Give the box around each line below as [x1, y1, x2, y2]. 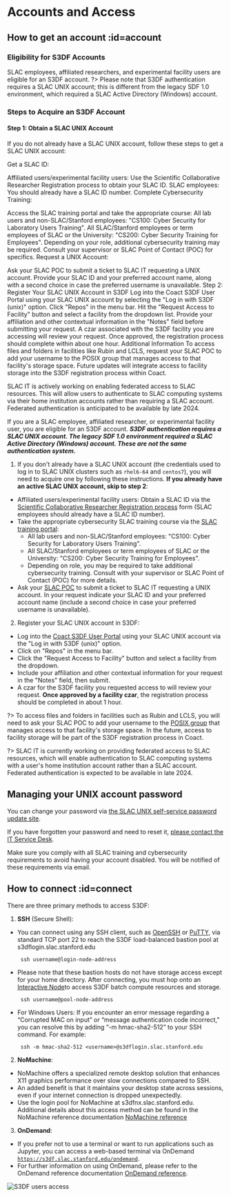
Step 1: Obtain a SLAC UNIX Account [7, 124, 114, 132]
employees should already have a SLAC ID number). [17, 510, 165, 518]
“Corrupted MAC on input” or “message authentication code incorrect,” [17, 1015, 220, 1024]
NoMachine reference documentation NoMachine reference [17, 1113, 188, 1121]
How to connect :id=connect [7, 883, 132, 895]
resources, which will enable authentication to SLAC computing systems [7, 754, 212, 762]
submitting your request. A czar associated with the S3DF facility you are [7, 325, 214, 333]
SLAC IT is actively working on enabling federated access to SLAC [7, 382, 196, 390]
